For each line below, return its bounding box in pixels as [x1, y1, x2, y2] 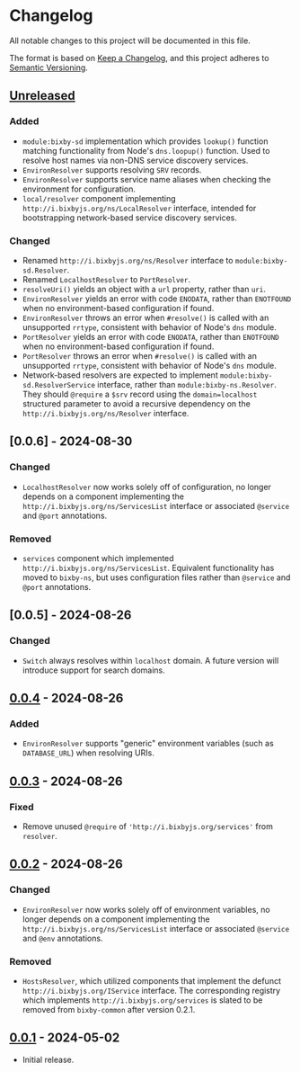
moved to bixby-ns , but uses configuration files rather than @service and [22, 572, 291, 583]
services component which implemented [22, 552, 174, 563]
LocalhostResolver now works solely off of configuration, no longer [22, 481, 272, 492]
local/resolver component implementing [22, 192, 177, 203]
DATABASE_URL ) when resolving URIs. [22, 747, 154, 758]
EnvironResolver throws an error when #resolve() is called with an [22, 312, 269, 323]
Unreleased [9, 88, 76, 103]
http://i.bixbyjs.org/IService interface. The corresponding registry [22, 985, 281, 996]
